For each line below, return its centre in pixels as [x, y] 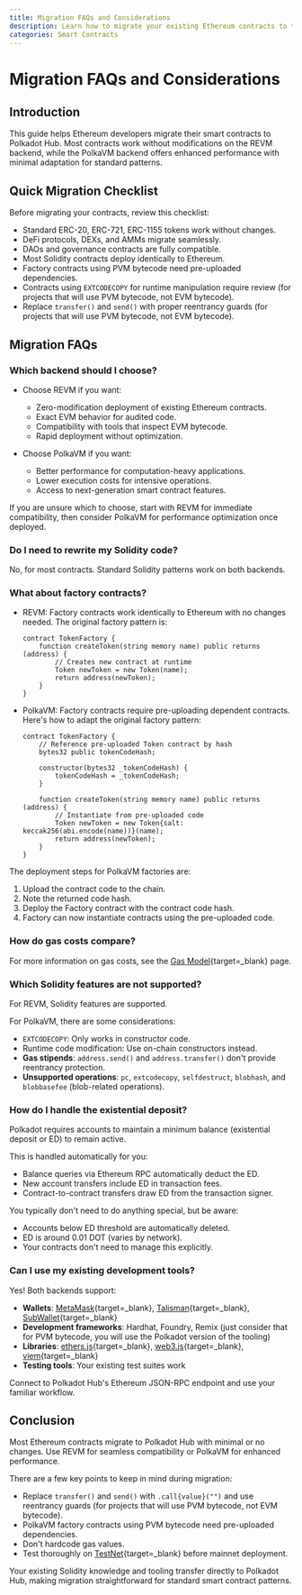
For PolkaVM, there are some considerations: [93, 1021]
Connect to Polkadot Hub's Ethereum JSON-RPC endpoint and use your [142, 1382]
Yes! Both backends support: [63, 1290]
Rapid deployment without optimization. [109, 436]
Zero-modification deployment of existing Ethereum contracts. [151, 407]
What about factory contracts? [78, 593]
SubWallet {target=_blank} [70, 1317]
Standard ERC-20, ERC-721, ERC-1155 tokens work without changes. [149, 230]
